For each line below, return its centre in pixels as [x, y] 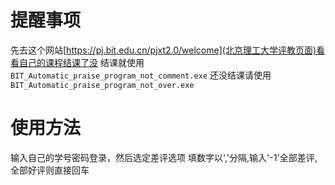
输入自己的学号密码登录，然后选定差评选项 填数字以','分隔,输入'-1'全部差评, [164, 157]
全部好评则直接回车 [50, 170]
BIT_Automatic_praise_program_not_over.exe [102, 85]
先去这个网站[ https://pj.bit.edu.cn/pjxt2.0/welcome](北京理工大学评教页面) [163, 50]
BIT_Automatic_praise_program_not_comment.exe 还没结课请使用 [141, 75]
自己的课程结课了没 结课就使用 [81, 62]
